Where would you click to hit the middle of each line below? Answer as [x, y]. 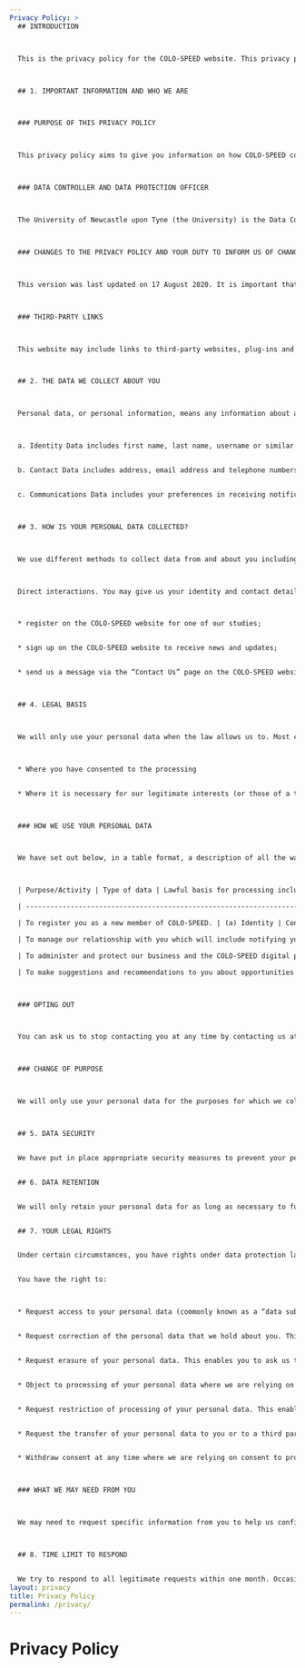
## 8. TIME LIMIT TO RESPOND [73, 1554]
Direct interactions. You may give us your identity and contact [144, 591]
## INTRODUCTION [48, 26]
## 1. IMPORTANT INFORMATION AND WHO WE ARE [103, 91]
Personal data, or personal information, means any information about [154, 414]
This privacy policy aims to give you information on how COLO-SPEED [152, 155]
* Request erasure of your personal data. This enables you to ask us [154, 1360]
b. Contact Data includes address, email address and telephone [142, 470]
